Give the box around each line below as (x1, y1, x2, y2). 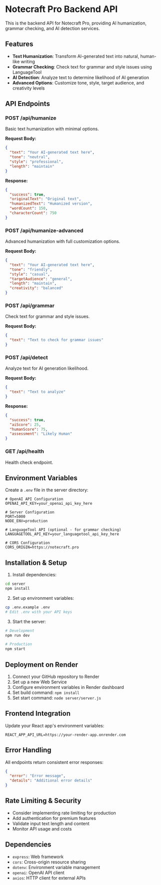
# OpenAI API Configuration (5, 497, 64, 502)
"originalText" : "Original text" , (9, 197, 81, 202)
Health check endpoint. (5, 459, 53, 465)
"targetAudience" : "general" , (9, 276, 72, 281)
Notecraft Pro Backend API (5, 4, 118, 15)
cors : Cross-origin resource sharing (12, 859, 86, 865)
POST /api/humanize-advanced (5, 227, 84, 234)
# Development (5, 628, 35, 633)
